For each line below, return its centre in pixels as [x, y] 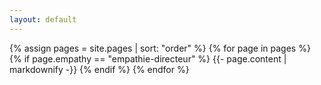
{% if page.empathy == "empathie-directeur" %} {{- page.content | [148, 58]
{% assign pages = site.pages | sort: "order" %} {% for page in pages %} [160, 48]
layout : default [43, 19]
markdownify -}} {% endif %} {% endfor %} [99, 69]
